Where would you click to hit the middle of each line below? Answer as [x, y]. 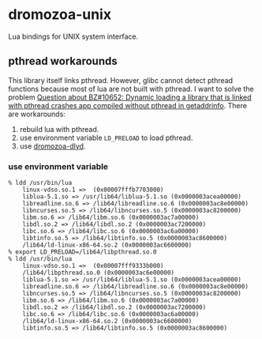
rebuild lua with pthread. [59, 129]
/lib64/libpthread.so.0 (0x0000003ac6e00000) [99, 273]
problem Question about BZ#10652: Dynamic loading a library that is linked [130, 97]
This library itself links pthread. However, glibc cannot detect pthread [121, 80]
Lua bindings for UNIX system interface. [73, 36]
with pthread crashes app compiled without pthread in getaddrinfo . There [127, 105]
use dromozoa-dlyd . [52, 146]
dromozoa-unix [60, 15]
